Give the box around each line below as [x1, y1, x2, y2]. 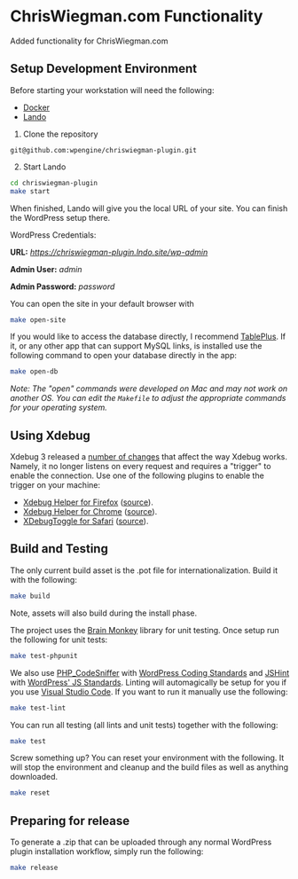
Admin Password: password [10, 281, 115, 292]
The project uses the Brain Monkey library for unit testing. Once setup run [10, 624, 280, 635]
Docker [22, 102, 51, 113]
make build [10, 592, 51, 600]
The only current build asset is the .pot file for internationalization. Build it [10, 565, 278, 576]
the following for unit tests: [10, 634, 108, 645]
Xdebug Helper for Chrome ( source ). [22, 506, 158, 517]
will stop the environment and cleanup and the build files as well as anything [10, 762, 289, 773]
